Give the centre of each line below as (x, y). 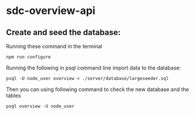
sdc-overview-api (51, 11)
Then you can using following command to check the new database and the (97, 89)
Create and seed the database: (64, 32)
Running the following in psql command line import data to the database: (94, 68)
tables (14, 95)
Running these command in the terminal (54, 46)
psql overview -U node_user (40, 106)
